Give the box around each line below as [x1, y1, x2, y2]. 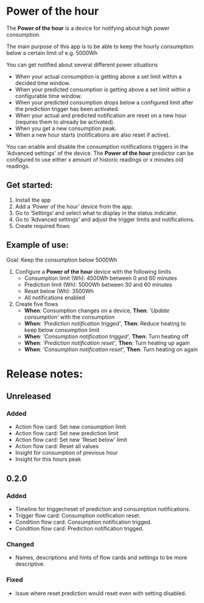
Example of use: [6, 240, 69, 251]
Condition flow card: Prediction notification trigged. [15, 525, 144, 532]
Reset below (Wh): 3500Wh [24, 287, 94, 294]
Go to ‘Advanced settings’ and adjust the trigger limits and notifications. [15, 215, 195, 223]
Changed [6, 540, 35, 549]
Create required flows [15, 222, 70, 229]
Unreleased [6, 391, 52, 402]
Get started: [6, 180, 53, 190]
